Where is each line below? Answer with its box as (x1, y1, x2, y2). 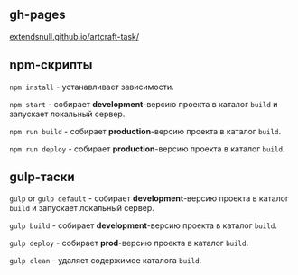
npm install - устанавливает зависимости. (9, 81, 174, 92)
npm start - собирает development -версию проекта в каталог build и (9, 98, 278, 109)
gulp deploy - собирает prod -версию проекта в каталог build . (9, 238, 249, 249)
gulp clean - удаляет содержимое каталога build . (9, 255, 202, 266)
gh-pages (9, 7, 66, 23)
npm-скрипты (9, 58, 93, 73)
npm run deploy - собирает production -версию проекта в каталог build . (9, 143, 285, 154)
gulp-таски (9, 170, 75, 185)
